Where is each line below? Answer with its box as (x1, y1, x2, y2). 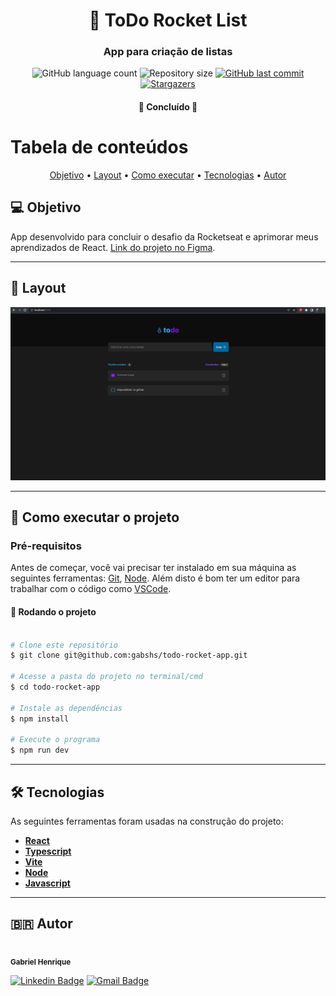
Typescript (24, 845, 72, 857)
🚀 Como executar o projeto (10, 509, 180, 526)
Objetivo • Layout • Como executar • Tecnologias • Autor (49, 169, 287, 181)
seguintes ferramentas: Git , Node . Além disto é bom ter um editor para (10, 572, 301, 584)
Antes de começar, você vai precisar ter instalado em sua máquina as (10, 562, 297, 574)
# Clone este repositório (10, 640, 118, 650)
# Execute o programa (10, 735, 101, 745)
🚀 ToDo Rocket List (88, 9, 248, 32)
